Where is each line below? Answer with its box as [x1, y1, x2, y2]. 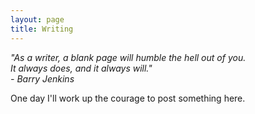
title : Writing [10, 24, 74, 34]
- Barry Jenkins [10, 72, 75, 85]
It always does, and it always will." [10, 62, 153, 74]
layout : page [10, 14, 65, 25]
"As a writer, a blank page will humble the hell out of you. [10, 51, 247, 63]
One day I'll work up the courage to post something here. [10, 92, 246, 104]
